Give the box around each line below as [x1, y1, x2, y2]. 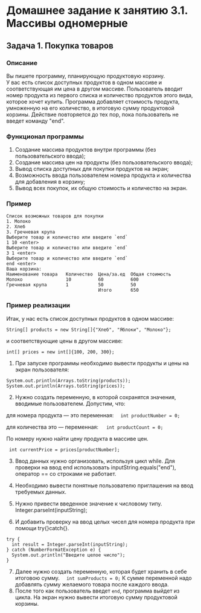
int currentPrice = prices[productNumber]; [8, 446, 120, 453]
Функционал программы [6, 132, 85, 141]
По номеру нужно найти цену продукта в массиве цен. [6, 435, 149, 442]
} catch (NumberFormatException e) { [6, 547, 101, 553]
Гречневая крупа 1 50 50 [6, 282, 136, 288]
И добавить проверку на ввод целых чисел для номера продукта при [14, 518, 195, 525]
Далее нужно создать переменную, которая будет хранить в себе [14, 568, 187, 575]
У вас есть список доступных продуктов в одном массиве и [6, 79, 162, 86]
